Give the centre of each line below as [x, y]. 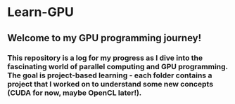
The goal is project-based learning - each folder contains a [110, 75]
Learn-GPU [40, 12]
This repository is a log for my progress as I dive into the [105, 58]
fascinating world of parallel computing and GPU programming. [118, 66]
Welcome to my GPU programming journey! [104, 38]
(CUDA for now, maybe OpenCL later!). [75, 93]
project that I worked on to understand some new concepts [110, 84]
